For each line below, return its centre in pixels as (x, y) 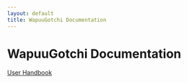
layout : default (30, 13)
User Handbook (30, 73)
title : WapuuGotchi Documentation (57, 20)
